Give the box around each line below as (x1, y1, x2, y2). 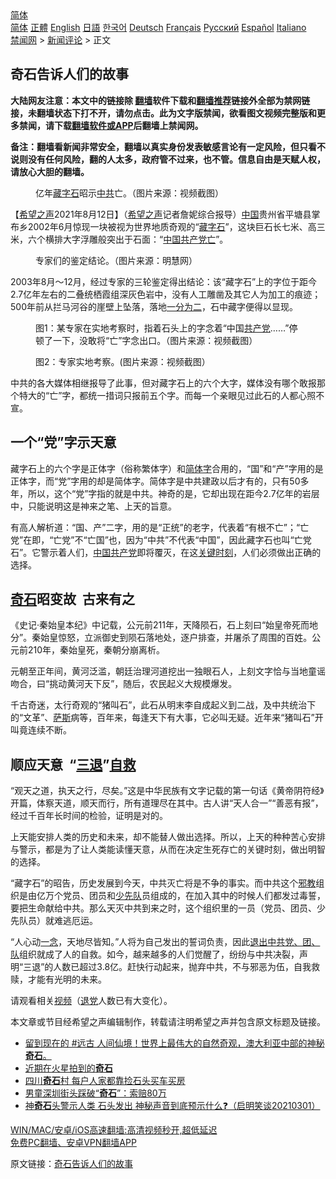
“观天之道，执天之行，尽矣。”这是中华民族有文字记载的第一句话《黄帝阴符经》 (10, 785, 325, 797)
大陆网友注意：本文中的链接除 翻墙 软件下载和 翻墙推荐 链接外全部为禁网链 (10, 94, 311, 106)
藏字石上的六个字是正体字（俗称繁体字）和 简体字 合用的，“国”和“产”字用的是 (10, 462, 324, 474)
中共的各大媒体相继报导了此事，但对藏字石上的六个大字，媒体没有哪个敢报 (10, 377, 317, 389)
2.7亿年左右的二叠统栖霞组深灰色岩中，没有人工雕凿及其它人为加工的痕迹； (10, 288, 322, 300)
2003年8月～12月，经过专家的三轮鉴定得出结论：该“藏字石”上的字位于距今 (10, 275, 318, 287)
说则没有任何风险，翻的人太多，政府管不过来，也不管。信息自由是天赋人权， (10, 153, 326, 165)
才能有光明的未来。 (27, 973, 107, 986)
